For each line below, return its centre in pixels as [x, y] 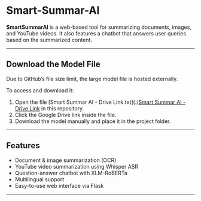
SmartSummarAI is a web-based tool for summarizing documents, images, [99, 27]
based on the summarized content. [49, 40]
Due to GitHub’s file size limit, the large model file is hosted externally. [92, 79]
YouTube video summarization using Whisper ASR [77, 166]
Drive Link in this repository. [49, 108]
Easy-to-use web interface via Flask [59, 185]
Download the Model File [53, 64]
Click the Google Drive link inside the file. [66, 115]
